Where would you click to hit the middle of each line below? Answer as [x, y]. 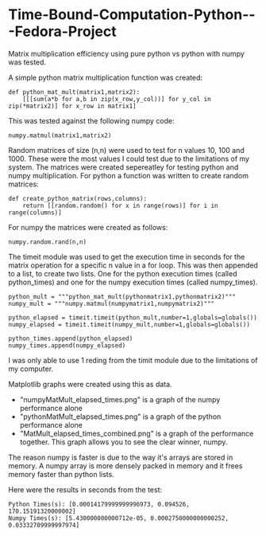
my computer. [31, 369]
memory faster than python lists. [62, 474]
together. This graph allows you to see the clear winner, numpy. [123, 442]
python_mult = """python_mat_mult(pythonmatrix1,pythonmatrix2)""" [122, 296]
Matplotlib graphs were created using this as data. [90, 384]
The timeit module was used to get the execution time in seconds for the [127, 256]
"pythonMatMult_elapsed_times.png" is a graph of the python [120, 417]
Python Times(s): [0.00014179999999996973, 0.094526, [99, 504]
